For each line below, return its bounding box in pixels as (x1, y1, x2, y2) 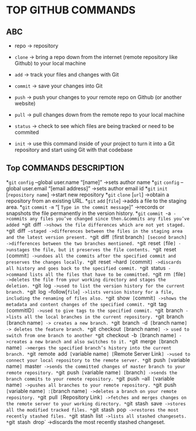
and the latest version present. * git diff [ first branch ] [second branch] (6, 233, 187, 240)
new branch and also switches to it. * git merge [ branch (35, 338, 178, 345)
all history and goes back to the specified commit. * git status (6, 264, 166, 272)
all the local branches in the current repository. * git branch (24, 313, 184, 320)
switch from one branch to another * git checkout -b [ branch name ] (6, 331, 177, 339)
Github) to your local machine (14, 60, 86, 67)
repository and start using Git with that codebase (14, 147, 133, 153)
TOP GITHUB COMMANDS (6, 4, 136, 17)
